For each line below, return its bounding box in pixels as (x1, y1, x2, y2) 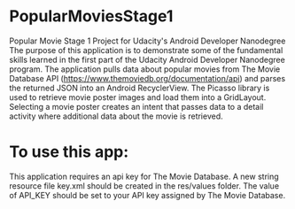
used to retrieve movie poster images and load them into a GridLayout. (9, 91, 267, 103)
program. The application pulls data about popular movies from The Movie (9, 64, 281, 74)
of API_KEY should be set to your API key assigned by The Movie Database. (9, 190, 286, 200)
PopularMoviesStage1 (9, 6, 174, 27)
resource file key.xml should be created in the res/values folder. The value (9, 180, 280, 191)
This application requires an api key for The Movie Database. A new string (9, 171, 279, 182)
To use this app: (9, 142, 129, 162)
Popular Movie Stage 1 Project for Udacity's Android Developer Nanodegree (9, 35, 286, 46)
